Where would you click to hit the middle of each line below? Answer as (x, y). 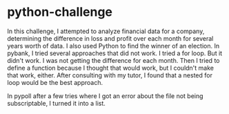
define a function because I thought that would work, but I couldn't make (110, 68)
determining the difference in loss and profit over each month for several (110, 38)
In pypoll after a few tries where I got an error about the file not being (105, 96)
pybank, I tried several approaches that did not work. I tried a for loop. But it (115, 53)
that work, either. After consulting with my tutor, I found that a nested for (110, 75)
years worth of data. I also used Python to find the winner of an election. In (113, 46)
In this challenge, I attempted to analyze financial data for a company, (106, 31)
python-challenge (60, 12)
